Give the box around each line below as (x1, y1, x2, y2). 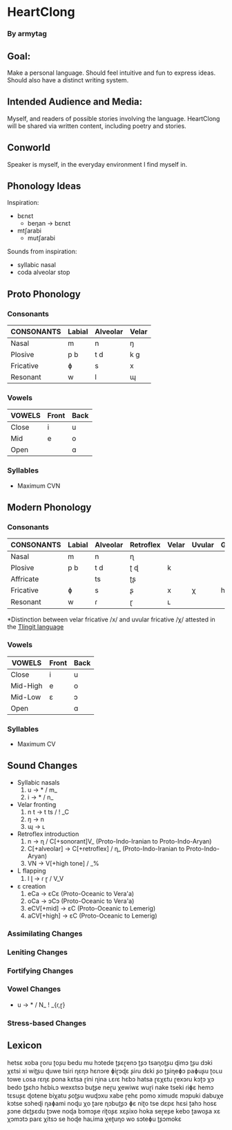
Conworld (7, 142, 50, 154)
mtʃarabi (17, 226, 41, 235)
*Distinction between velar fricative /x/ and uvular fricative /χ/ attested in (7, 615, 215, 623)
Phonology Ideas (7, 180, 81, 192)
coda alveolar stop (17, 268, 70, 277)
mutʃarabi (27, 234, 55, 242)
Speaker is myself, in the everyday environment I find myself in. (7, 160, 188, 168)
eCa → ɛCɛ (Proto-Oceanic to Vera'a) (27, 889, 135, 897)
